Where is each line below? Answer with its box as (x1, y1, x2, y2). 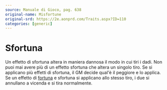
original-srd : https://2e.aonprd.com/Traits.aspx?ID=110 (5, 16, 126, 21)
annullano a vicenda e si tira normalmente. (5, 80, 92, 86)
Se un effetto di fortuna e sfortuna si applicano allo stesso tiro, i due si (5, 75, 149, 81)
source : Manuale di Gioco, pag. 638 (5, 7, 81, 12)
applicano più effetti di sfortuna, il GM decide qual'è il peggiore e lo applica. (5, 70, 161, 76)
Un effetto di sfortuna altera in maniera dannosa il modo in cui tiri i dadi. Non (5, 59, 162, 65)
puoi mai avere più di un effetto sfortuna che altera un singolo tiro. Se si (5, 64, 152, 70)
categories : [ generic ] (5, 21, 52, 26)
